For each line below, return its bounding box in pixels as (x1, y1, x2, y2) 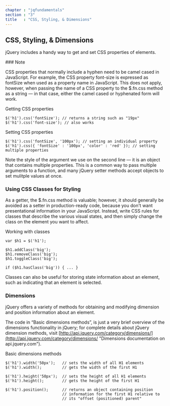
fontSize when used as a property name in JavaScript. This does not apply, (5, 80, 162, 86)
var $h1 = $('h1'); (5, 239, 47, 244)
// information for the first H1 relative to (61, 391, 160, 397)
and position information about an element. (5, 309, 95, 315)
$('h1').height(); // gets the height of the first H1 (5, 378, 140, 383)
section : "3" (5, 12, 36, 17)
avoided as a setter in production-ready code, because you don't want (5, 202, 153, 209)
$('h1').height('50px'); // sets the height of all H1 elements (5, 373, 146, 379)
